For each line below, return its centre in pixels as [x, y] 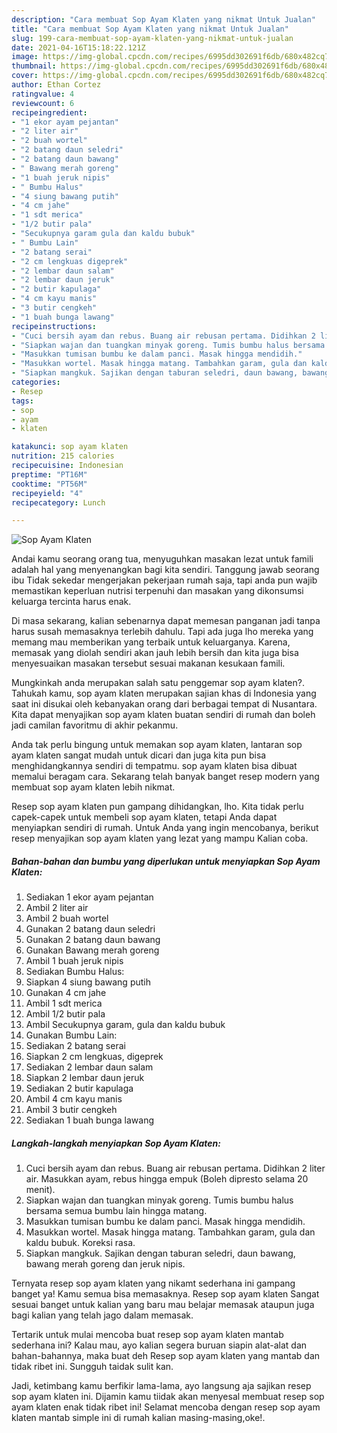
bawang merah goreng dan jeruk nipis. [105, 1264]
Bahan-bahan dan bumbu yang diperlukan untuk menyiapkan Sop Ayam [166, 861]
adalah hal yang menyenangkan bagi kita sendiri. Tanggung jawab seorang [165, 570]
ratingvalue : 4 [43, 94]
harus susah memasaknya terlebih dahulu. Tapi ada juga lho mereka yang [162, 632]
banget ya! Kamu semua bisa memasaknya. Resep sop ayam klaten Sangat [165, 1294]
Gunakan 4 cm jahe [66, 993]
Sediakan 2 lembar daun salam [89, 1067]
